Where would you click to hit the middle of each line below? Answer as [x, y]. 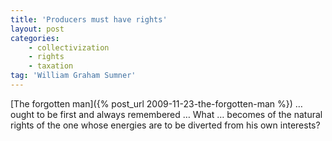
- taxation [51, 66]
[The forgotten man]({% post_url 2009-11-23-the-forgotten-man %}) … [156, 103]
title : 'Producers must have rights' [89, 19]
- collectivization [69, 47]
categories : [35, 38]
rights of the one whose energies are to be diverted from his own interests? [165, 125]
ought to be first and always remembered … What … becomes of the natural [166, 114]
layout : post [37, 29]
